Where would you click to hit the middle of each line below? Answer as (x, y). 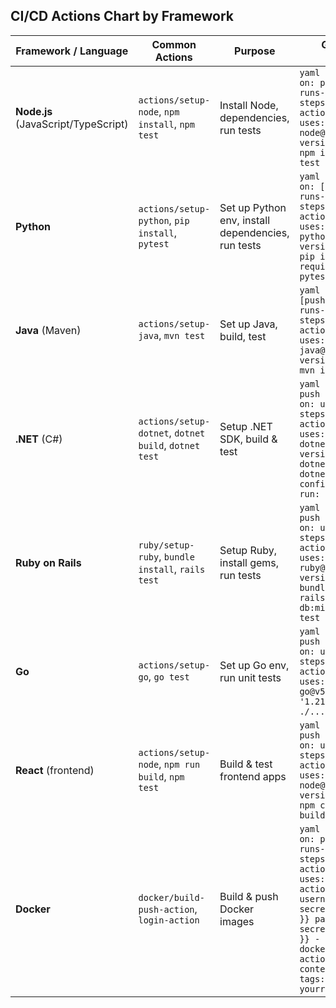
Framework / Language (72, 51)
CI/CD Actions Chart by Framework (122, 16)
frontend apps (253, 776)
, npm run (179, 764)
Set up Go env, (254, 665)
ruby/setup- (166, 545)
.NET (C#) (39, 439)
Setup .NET (246, 426)
